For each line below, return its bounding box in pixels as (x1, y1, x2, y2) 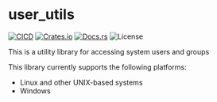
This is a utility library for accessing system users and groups (8, 47, 210, 56)
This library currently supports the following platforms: (8, 62, 187, 72)
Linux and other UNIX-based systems (19, 77, 143, 87)
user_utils (8, 6, 76, 24)
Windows (19, 85, 51, 96)
